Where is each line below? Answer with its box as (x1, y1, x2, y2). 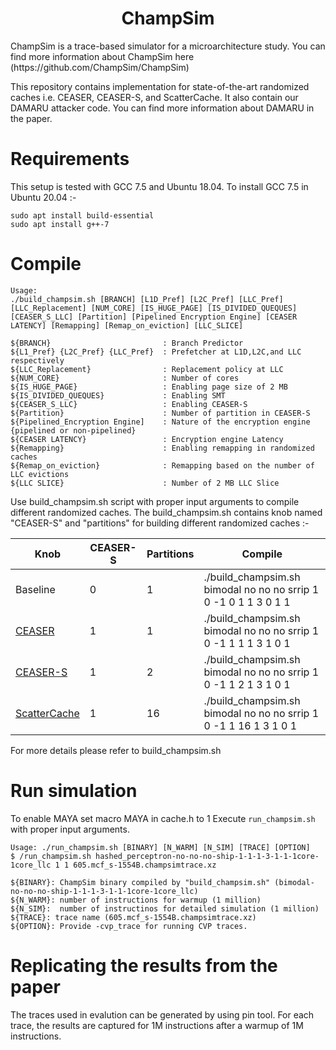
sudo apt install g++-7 (10, 219, 110, 229)
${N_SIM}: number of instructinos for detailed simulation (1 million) (10, 903, 320, 914)
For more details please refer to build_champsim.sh (10, 744, 222, 756)
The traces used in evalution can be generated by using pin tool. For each (10, 1008, 315, 1021)
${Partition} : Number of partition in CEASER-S (10, 408, 311, 418)
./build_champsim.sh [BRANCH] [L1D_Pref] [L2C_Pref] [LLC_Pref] (10, 294, 284, 304)
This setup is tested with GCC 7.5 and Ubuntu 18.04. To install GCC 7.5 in (10, 180, 309, 192)
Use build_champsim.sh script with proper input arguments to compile (10, 495, 300, 507)
